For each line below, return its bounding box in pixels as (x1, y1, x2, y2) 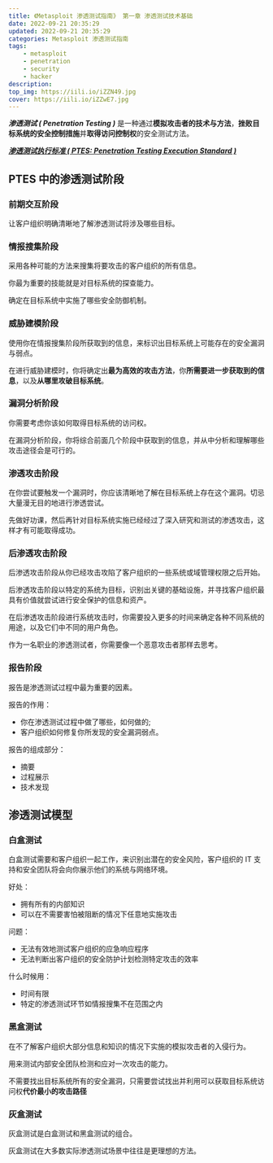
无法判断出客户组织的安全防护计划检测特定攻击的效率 (19, 954, 199, 964)
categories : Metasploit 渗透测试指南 (8, 34, 129, 43)
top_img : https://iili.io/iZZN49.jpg (8, 87, 136, 96)
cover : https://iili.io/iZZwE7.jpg (8, 95, 129, 103)
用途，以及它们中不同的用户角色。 (8, 623, 123, 632)
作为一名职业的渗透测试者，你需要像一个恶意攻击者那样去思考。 (8, 640, 222, 649)
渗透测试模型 (8, 808, 73, 822)
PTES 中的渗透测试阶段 (8, 172, 124, 186)
